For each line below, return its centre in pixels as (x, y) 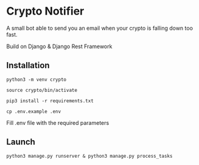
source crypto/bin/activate (42, 90)
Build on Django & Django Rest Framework (59, 46)
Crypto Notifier (45, 11)
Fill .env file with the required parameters (58, 122)
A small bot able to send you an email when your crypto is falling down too (100, 28)
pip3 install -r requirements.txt (50, 101)
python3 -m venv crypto (37, 79)
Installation (28, 65)
